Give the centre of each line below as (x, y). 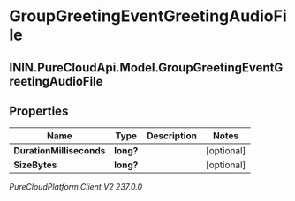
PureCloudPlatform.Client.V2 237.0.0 (76, 187)
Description (172, 136)
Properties (39, 111)
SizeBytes (35, 165)
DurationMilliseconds (60, 151)
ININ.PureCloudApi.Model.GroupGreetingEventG (146, 67)
